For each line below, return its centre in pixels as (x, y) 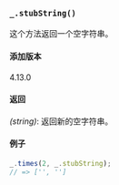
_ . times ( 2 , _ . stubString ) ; (60, 163)
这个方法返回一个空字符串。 (61, 34)
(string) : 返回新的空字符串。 (61, 121)
